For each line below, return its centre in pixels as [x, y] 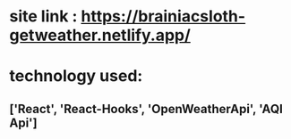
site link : [43, 16]
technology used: [76, 76]
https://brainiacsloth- [163, 16]
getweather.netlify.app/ [100, 35]
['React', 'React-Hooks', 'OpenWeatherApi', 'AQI [146, 109]
